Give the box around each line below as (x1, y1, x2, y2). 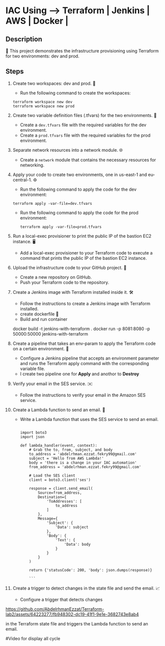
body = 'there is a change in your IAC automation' (29, 460, 137, 465)
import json (20, 434, 45, 439)
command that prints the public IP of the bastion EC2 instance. (20, 255, 147, 261)
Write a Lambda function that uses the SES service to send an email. (20, 416, 159, 422)
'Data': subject (55, 525, 89, 530)
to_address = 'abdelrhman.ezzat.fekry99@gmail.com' (29, 451, 137, 456)
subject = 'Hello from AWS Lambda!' (29, 456, 104, 461)
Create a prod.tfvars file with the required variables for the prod (20, 132, 151, 138)
